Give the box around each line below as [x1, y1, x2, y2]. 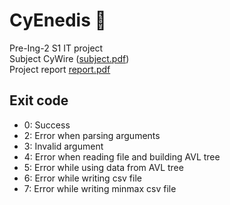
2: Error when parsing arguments [23, 129, 161, 141]
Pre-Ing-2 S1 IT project [9, 42, 104, 54]
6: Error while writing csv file [23, 172, 142, 184]
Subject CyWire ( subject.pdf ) [9, 52, 130, 64]
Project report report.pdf [9, 63, 111, 75]
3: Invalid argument [23, 140, 104, 152]
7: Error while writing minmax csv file [23, 182, 177, 194]
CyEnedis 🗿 [9, 9, 107, 32]
